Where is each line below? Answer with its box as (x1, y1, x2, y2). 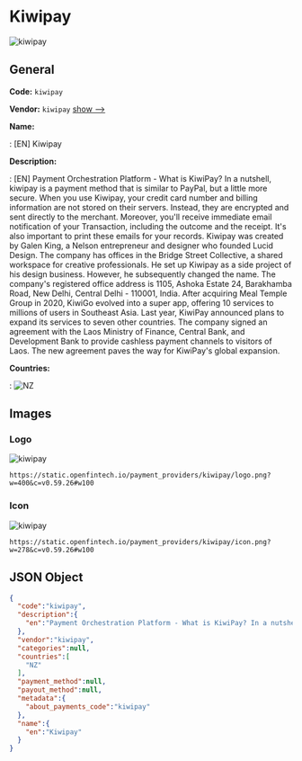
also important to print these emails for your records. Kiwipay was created (9, 230, 284, 241)
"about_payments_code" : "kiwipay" (25, 702, 151, 712)
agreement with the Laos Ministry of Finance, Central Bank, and (9, 326, 245, 336)
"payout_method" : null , (17, 685, 102, 694)
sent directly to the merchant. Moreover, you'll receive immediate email (9, 211, 272, 222)
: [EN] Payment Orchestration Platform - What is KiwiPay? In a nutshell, (9, 173, 272, 184)
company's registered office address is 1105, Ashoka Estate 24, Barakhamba (9, 278, 292, 289)
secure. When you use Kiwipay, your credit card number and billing (9, 192, 258, 203)
